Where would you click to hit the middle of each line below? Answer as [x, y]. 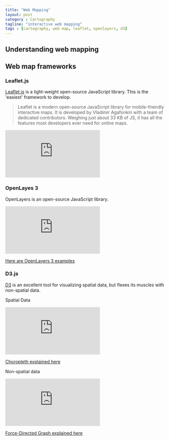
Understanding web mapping [52, 49]
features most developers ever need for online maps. [73, 123]
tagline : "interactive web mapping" [44, 24]
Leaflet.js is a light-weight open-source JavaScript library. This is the [77, 92]
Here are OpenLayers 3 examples [40, 260]
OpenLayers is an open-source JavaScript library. [57, 199]
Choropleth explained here [33, 362]
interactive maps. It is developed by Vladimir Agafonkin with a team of [90, 112]
